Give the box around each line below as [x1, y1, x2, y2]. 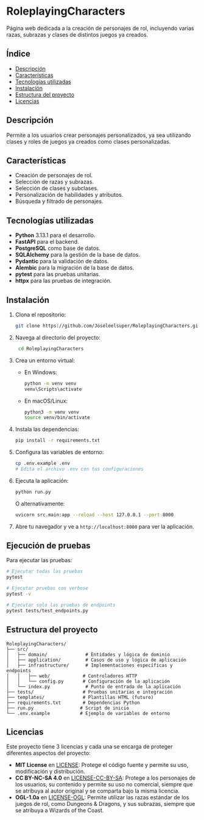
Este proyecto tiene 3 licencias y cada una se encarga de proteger [6, 743, 173, 750]
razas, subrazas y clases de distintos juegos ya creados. [6, 31, 149, 38]
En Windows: [24, 368, 58, 376]
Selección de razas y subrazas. [15, 178, 94, 186]
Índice [6, 49, 30, 59]
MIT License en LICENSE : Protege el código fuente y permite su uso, [15, 761, 189, 769]
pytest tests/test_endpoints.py [6, 607, 88, 613]
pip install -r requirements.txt [15, 437, 100, 444]
